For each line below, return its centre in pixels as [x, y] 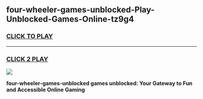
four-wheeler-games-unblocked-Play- [81, 10]
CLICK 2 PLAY [27, 59]
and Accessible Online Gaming [46, 89]
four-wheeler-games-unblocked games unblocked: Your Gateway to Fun [99, 83]
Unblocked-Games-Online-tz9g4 [70, 19]
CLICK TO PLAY [30, 37]
